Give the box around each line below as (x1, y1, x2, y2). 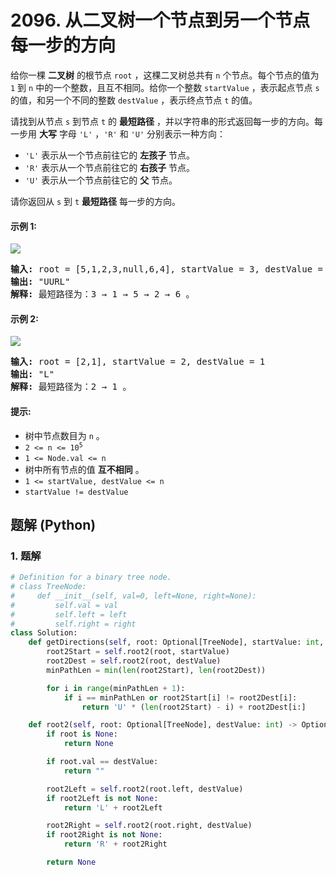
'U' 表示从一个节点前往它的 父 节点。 (24, 174, 178, 186)
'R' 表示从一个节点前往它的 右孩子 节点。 (24, 161, 196, 173)
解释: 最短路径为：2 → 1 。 (10, 381, 132, 393)
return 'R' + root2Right (63, 839, 168, 850)
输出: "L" (10, 369, 55, 380)
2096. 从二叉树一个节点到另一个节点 (10, 9, 311, 32)
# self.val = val (10, 600, 118, 610)
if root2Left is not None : (46, 793, 159, 803)
